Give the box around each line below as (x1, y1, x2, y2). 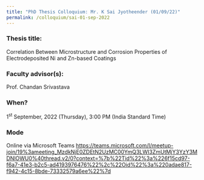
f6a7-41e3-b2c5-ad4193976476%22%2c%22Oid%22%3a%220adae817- (6, 161, 192, 169)
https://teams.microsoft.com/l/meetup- (75, 142, 174, 149)
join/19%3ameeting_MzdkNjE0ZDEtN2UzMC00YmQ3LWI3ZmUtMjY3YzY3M (6, 149, 198, 156)
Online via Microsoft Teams (6, 142, 75, 149)
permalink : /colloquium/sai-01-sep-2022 (6, 14, 110, 21)
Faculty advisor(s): (6, 69, 64, 78)
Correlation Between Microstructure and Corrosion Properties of (6, 48, 168, 55)
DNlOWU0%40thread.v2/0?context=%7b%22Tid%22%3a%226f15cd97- (6, 155, 190, 162)
